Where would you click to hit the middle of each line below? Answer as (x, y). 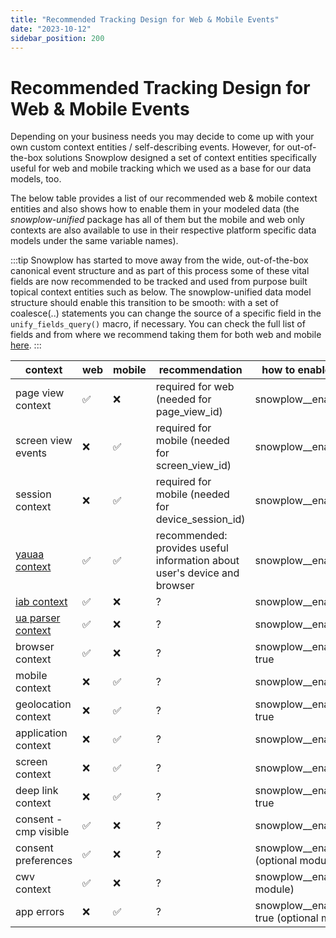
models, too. (36, 179)
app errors (40, 912)
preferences (44, 861)
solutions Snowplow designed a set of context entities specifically (180, 158)
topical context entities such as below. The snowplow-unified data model (161, 292)
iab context (41, 602)
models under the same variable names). (94, 241)
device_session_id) (200, 519)
